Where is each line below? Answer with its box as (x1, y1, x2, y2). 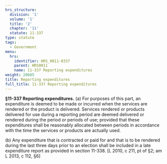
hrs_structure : (5, 7, 37, 12)
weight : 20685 (5, 72, 35, 77)
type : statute (5, 35, 35, 40)
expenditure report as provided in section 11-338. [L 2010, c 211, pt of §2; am (5, 147, 162, 153)
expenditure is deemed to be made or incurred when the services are (5, 100, 148, 106)
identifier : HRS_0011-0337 (14, 58, 70, 63)
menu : (5, 49, 16, 54)
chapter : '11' (9, 26, 39, 31)
